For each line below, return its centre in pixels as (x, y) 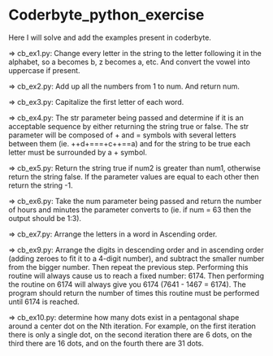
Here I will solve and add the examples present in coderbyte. (110, 37)
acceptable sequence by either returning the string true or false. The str (129, 126)
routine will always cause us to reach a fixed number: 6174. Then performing (136, 276)
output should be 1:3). (45, 218)
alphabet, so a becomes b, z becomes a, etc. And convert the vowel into (129, 62)
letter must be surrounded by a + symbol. (78, 152)
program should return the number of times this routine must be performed (134, 293)
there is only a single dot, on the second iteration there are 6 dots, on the (130, 334)
